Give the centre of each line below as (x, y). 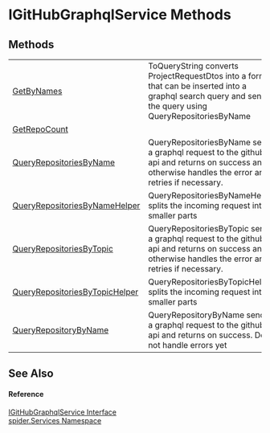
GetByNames (37, 91)
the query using (178, 106)
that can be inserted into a (197, 86)
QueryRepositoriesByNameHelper (76, 205)
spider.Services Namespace (55, 420)
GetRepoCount (40, 129)
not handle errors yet (188, 345)
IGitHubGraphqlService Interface (62, 412)
